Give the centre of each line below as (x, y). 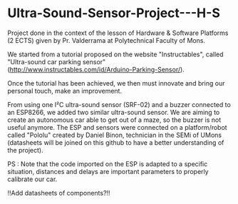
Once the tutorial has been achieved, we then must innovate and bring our (116, 83)
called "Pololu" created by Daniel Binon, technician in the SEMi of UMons (115, 135)
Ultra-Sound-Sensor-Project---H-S (114, 13)
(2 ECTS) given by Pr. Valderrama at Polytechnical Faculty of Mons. (106, 40)
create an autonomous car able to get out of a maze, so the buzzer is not (114, 120)
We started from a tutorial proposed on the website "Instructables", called (115, 54)
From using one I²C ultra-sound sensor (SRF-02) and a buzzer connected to (119, 104)
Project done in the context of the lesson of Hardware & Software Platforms (118, 33)
